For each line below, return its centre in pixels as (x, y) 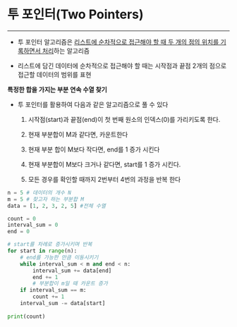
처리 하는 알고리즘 (66, 51)
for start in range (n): (42, 251)
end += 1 (45, 277)
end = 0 (19, 232)
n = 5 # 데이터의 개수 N (39, 192)
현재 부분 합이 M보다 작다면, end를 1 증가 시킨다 (94, 149)
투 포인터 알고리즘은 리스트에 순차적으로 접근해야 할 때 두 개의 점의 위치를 (118, 42)
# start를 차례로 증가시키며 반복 (50, 245)
